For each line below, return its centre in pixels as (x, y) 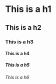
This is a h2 (23, 28)
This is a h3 (19, 42)
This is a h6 (17, 78)
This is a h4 (17, 54)
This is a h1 (28, 9)
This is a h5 (17, 65)
